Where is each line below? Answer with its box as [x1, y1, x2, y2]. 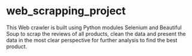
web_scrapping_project [6, 4, 126, 18]
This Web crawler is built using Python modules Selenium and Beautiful [6, 24, 182, 31]
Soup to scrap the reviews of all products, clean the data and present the [6, 30, 186, 37]
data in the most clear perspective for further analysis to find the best [6, 36, 178, 43]
